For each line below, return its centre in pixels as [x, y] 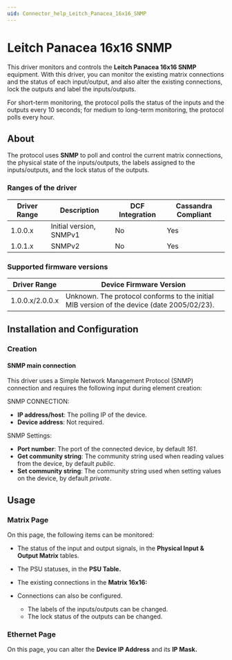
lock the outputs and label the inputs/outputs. [72, 89]
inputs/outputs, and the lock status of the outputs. [78, 170]
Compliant [194, 214]
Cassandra [194, 206]
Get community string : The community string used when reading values [120, 456]
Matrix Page [28, 520]
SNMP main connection [42, 365]
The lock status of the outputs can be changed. [95, 616]
